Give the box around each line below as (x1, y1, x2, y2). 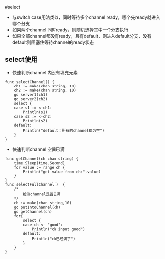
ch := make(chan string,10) (14, 200, 72, 205)
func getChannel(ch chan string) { (5, 156, 79, 161)
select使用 (5, 55, 38, 64)
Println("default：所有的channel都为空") (23, 128, 105, 133)
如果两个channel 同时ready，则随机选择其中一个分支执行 (12, 27, 129, 33)
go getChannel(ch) (14, 209, 52, 214)
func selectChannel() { (5, 79, 55, 84)
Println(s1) (23, 109, 48, 115)
